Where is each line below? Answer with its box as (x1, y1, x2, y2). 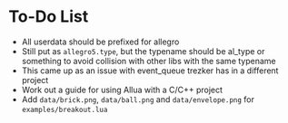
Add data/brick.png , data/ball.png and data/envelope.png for (21, 93, 255, 105)
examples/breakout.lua (21, 105, 108, 114)
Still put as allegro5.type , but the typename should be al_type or (21, 45, 265, 56)
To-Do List (8, 6, 89, 27)
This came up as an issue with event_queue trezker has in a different (21, 65, 279, 76)
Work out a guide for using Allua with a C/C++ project (21, 84, 223, 95)
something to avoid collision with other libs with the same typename (21, 55, 276, 66)
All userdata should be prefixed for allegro (21, 36, 180, 47)
